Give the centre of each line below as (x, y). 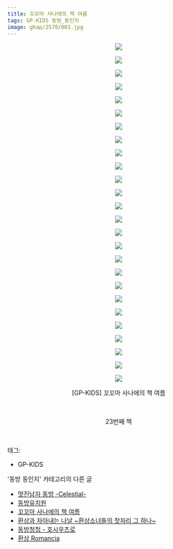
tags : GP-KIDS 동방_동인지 (43, 21)
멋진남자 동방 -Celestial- (52, 494)
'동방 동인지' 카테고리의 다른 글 (50, 479)
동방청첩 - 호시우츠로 (47, 530)
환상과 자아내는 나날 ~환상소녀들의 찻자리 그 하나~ (87, 521)
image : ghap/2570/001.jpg (45, 27)
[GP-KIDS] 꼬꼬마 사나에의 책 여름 (119, 393)
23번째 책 (119, 422)
